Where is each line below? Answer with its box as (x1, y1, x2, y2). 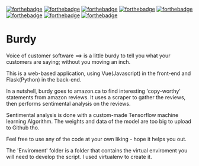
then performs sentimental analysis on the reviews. (6, 100, 131, 107)
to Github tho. (6, 124, 40, 131)
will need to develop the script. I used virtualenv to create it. (6, 153, 152, 160)
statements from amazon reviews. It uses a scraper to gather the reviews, (6, 93, 186, 100)
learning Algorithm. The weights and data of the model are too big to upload (6, 118, 191, 125)
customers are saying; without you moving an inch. (6, 58, 131, 65)
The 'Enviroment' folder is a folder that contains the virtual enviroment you (6, 147, 188, 154)
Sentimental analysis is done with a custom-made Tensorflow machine (6, 111, 179, 118)
